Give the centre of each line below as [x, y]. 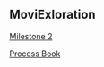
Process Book [35, 54]
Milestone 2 [31, 36]
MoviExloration [52, 15]
